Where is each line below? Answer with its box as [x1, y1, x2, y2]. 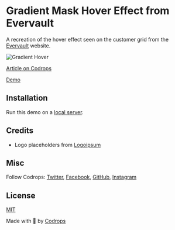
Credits [6, 126, 34, 136]
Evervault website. [6, 42, 51, 49]
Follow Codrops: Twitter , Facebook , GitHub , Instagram [6, 174, 137, 181]
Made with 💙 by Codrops [6, 218, 66, 225]
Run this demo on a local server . [6, 108, 84, 115]
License [6, 190, 36, 200]
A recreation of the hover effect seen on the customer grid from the [6, 36, 169, 43]
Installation [6, 93, 48, 103]
